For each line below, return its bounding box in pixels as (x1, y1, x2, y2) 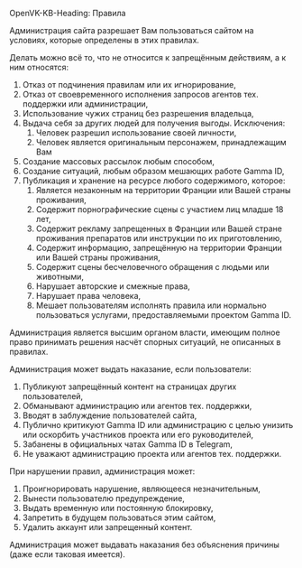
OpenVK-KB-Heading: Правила (9, 8, 126, 18)
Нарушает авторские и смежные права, (35, 281, 191, 292)
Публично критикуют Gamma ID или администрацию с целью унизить (22, 420, 294, 430)
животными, (35, 271, 84, 282)
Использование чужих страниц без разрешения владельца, (22, 108, 254, 118)
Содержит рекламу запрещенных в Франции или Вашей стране (35, 223, 282, 234)
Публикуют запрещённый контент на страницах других (22, 381, 237, 392)
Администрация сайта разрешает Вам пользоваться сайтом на (9, 25, 254, 35)
